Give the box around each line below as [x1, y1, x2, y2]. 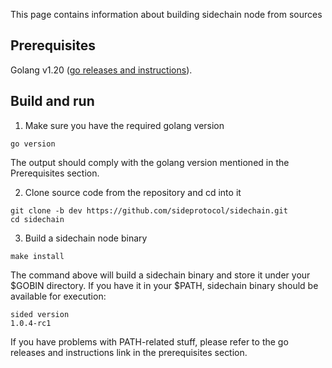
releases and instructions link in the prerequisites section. [10, 346, 248, 358]
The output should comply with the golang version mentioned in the [10, 156, 290, 168]
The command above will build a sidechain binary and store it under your [10, 269, 311, 281]
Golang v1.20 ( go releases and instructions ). [10, 64, 193, 76]
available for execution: [10, 290, 107, 302]
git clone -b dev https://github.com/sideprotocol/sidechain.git [10, 205, 288, 216]
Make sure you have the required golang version [24, 119, 225, 131]
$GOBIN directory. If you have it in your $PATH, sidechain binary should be [10, 279, 319, 291]
